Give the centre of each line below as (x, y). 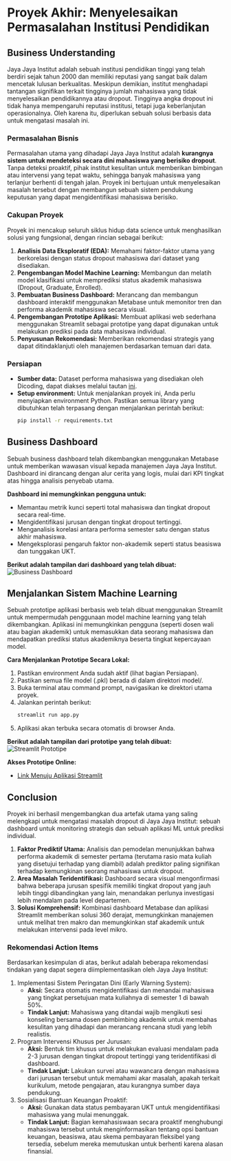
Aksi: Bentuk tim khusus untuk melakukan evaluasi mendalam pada (123, 1049)
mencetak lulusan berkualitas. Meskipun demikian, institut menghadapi (108, 84)
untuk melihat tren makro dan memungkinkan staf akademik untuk (111, 922)
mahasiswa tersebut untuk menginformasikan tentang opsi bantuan (123, 1129)
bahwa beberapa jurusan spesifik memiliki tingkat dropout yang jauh (114, 886)
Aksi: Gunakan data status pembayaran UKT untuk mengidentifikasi (123, 1107)
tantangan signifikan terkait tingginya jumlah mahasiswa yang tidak (102, 91)
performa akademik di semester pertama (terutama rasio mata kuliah (114, 857)
